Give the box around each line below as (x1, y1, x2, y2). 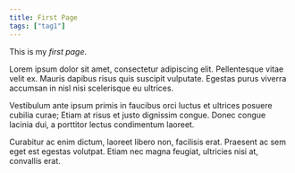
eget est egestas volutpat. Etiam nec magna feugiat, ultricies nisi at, (9, 145, 259, 157)
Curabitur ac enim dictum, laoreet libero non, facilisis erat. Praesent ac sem (9, 136, 286, 147)
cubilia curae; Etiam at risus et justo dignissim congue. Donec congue (9, 109, 266, 120)
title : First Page (9, 13, 78, 22)
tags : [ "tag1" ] (9, 22, 66, 30)
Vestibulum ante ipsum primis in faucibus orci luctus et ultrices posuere (9, 99, 273, 110)
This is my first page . (9, 46, 88, 56)
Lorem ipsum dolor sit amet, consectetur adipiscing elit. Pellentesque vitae (9, 64, 284, 74)
